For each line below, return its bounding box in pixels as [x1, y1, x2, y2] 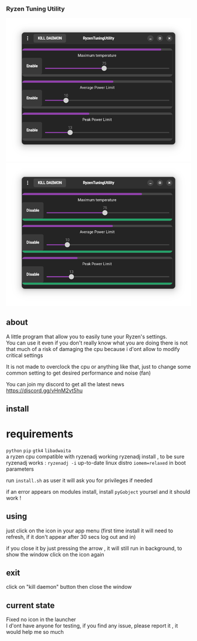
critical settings [6, 352, 43, 359]
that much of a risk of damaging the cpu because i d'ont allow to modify [6, 345, 180, 352]
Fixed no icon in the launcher [6, 616, 76, 623]
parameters [6, 465, 34, 473]
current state [6, 600, 55, 610]
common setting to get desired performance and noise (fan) [6, 369, 151, 376]
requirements [6, 427, 73, 441]
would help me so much [6, 629, 64, 636]
